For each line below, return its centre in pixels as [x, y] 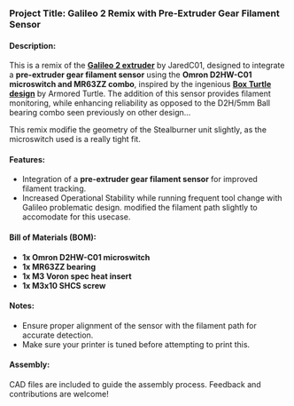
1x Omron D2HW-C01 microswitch [86, 257]
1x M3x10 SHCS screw [64, 285]
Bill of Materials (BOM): [53, 237]
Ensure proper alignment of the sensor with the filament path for [139, 325]
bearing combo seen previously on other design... [100, 113]
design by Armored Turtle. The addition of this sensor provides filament [140, 94]
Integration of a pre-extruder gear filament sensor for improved [140, 179]
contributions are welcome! [59, 394]
